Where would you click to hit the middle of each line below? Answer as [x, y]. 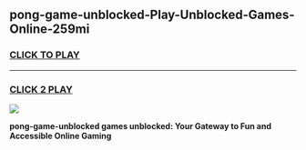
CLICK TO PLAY [45, 55]
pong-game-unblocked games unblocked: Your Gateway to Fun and [140, 125]
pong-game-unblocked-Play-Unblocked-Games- [152, 15]
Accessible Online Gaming [61, 135]
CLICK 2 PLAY [41, 89]
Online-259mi [50, 30]
